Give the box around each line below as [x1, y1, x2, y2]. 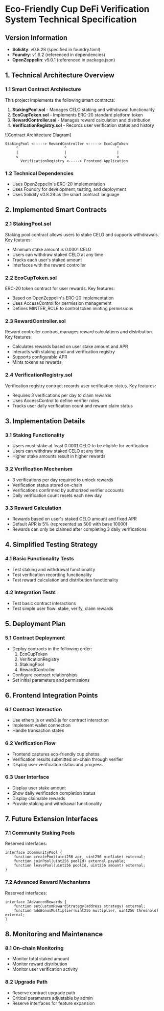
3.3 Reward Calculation [5, 505, 62, 512]
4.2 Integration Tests [5, 589, 56, 596]
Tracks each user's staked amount [12, 257, 82, 262]
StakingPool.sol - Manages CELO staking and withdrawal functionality [12, 107, 155, 113]
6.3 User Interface [5, 774, 49, 780]
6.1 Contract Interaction [5, 706, 62, 713]
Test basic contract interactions [12, 600, 76, 606]
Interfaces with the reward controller [12, 262, 86, 268]
